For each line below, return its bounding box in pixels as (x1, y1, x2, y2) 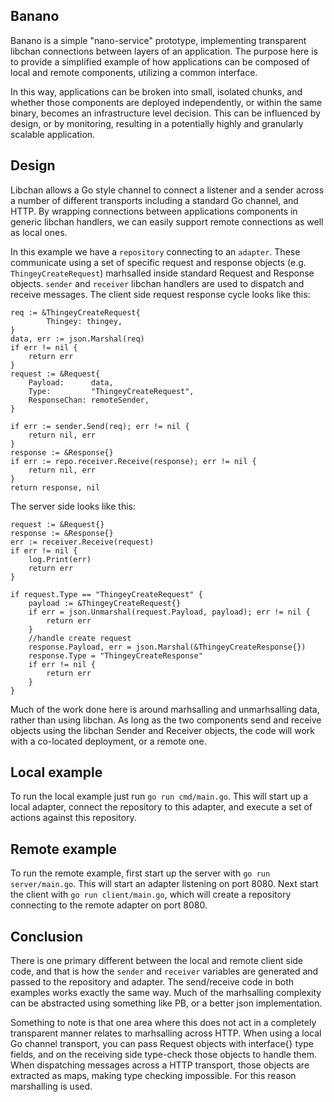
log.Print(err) (28, 554, 92, 564)
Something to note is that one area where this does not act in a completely (10, 1017, 317, 1029)
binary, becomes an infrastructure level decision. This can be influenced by (10, 107, 321, 119)
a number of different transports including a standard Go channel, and (10, 194, 299, 206)
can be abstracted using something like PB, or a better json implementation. (10, 997, 323, 1009)
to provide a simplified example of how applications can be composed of (10, 55, 310, 68)
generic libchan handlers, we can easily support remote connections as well (10, 215, 324, 228)
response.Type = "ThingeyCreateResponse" (28, 650, 203, 661)
